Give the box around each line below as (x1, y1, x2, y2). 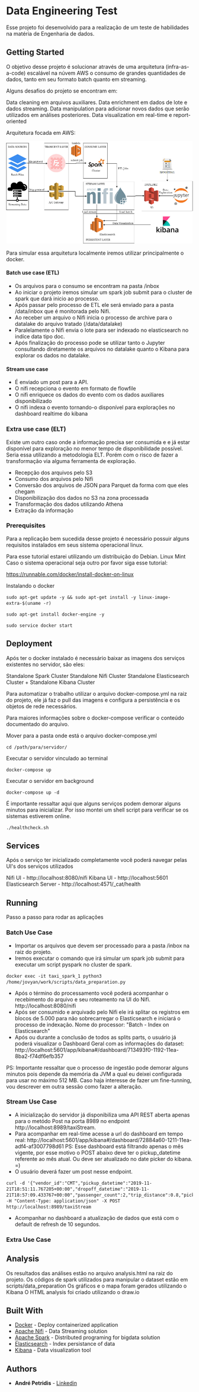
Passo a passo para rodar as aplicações (6, 914, 104, 921)
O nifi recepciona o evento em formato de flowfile (14, 385, 136, 392)
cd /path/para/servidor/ (6, 744, 68, 750)
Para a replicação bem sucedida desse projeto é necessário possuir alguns (6, 535, 190, 542)
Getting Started (6, 47, 65, 58)
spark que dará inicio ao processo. (14, 295, 99, 302)
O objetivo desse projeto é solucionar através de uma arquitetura (6, 63, 165, 70)
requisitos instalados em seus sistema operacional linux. (6, 541, 144, 548)
